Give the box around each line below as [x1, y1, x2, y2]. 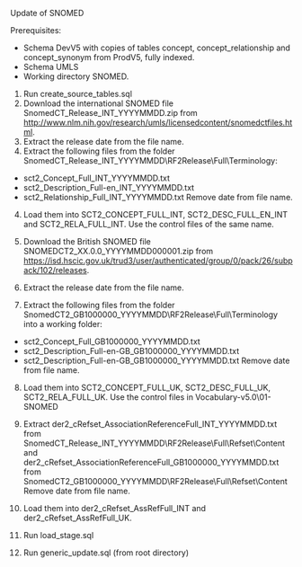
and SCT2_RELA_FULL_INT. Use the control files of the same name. [22, 219, 275, 229]
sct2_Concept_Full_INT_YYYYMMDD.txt [22, 173, 170, 183]
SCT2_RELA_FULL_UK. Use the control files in [22, 392, 194, 403]
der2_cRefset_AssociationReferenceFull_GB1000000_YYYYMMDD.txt [22, 457, 280, 467]
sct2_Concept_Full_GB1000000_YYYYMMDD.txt [22, 336, 200, 347]
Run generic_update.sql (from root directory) [22, 547, 190, 558]
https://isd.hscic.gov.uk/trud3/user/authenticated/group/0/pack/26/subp [22, 255, 293, 266]
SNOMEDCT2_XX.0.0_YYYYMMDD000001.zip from [22, 246, 214, 256]
